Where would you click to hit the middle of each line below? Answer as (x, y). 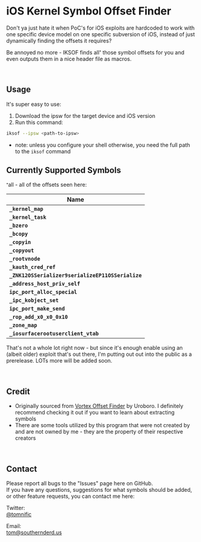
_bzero (19, 226)
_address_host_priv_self (45, 284)
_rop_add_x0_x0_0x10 (39, 317)
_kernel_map (26, 209)
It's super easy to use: (34, 104)
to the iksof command (43, 151)
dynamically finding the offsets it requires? (59, 40)
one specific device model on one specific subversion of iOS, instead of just (100, 34)
